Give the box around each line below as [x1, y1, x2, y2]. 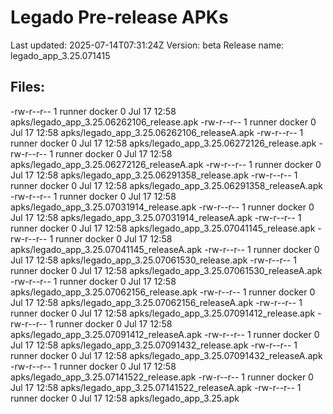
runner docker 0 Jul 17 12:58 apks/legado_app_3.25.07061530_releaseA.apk [10, 264, 323, 276]
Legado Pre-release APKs [10, 6, 229, 29]
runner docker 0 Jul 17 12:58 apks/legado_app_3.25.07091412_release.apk [10, 307, 316, 319]
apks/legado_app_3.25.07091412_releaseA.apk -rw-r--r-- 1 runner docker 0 [10, 328, 320, 340]
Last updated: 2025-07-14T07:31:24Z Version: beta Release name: [10, 39, 285, 51]
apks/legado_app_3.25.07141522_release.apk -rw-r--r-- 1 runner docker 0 [10, 371, 314, 383]
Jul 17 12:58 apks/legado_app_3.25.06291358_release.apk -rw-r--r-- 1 [10, 169, 298, 181]
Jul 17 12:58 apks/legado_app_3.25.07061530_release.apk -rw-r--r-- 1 [10, 254, 297, 266]
